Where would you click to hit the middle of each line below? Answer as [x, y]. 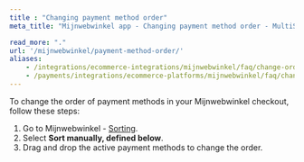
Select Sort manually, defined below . [93, 138]
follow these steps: [44, 111]
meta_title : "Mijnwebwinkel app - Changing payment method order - [139, 26]
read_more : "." [38, 42]
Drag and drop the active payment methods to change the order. [142, 147]
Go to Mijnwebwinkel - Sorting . [80, 128]
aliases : [26, 59]
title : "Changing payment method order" [89, 18]
